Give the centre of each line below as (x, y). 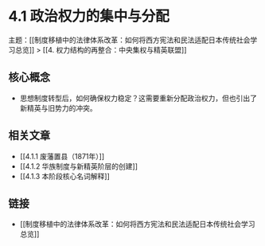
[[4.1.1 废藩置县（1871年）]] (62, 156)
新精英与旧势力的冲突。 (58, 107)
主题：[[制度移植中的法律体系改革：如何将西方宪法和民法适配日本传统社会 (129, 40)
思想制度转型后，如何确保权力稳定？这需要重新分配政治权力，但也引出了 (138, 98)
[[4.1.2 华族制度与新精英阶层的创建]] (78, 166)
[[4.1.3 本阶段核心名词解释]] (64, 176)
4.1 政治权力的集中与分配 (89, 16)
